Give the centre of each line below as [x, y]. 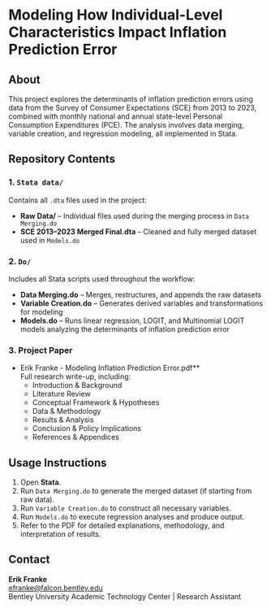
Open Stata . [41, 482]
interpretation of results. [60, 534]
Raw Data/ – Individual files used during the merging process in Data [134, 215]
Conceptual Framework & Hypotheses [96, 402]
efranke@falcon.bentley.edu [56, 588]
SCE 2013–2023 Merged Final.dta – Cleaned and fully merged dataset [138, 231]
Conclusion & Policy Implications [87, 428]
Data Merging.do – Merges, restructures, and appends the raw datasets [141, 294]
